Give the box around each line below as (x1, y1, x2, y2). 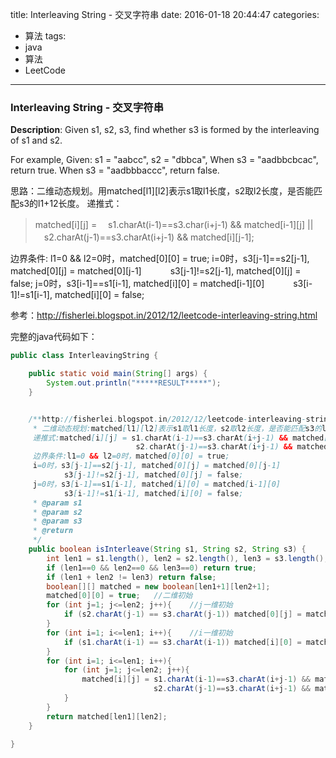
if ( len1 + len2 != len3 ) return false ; (46, 572, 217, 582)
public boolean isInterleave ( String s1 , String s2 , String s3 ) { (28, 544, 307, 555)
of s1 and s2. (10, 134, 63, 147)
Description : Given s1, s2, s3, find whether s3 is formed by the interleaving (10, 124, 320, 136)
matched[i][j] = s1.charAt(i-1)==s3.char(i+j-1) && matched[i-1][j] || (34, 219, 314, 231)
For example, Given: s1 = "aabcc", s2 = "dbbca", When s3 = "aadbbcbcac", (10, 154, 319, 166)
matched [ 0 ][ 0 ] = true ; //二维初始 (46, 591, 193, 601)
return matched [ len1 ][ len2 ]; (46, 711, 168, 722)
